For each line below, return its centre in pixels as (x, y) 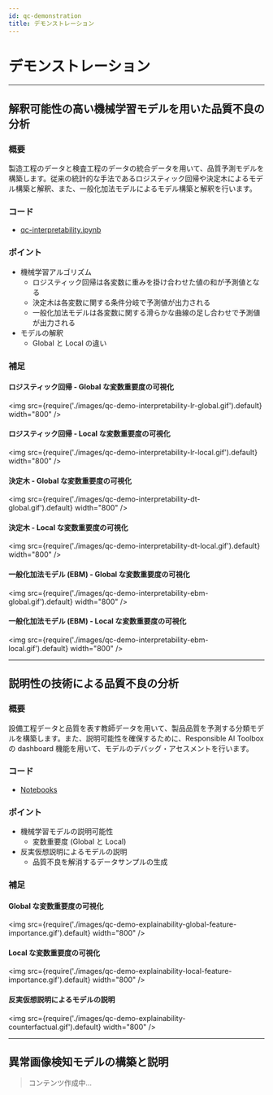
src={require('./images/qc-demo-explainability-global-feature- (132, 924)
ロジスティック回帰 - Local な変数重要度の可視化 (89, 434)
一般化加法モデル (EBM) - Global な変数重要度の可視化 (99, 575)
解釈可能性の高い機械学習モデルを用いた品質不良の (136, 109)
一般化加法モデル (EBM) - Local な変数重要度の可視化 (97, 621)
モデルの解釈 (41, 332)
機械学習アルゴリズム (56, 272)
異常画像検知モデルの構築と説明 (89, 1062)
